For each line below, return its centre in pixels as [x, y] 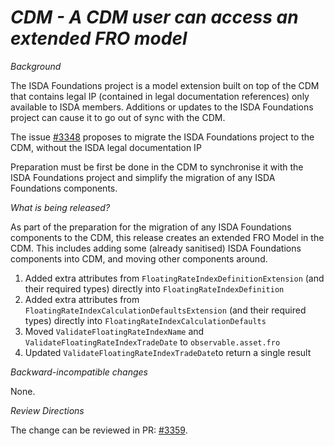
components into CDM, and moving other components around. [139, 258]
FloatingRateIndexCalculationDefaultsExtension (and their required [165, 310]
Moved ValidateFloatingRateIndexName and [114, 331]
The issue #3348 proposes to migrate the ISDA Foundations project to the [162, 137]
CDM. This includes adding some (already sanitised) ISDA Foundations [156, 248]
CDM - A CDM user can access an [154, 17]
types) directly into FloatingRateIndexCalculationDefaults [145, 320]
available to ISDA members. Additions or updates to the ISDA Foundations [162, 107]
